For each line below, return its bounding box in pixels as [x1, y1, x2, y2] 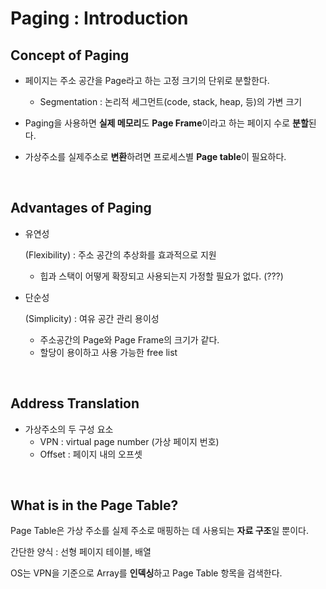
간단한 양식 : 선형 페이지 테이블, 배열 [10, 546, 152, 558]
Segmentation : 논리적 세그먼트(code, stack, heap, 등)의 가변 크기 [39, 96, 303, 107]
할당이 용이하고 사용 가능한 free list [39, 346, 178, 358]
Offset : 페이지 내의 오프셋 [39, 448, 143, 460]
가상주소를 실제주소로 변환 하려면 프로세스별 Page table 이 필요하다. [24, 151, 287, 162]
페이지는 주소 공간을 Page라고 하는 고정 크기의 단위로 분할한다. [24, 75, 270, 86]
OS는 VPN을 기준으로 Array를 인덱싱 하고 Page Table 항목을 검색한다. [10, 567, 283, 579]
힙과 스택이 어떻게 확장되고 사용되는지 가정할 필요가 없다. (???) [39, 270, 284, 282]
